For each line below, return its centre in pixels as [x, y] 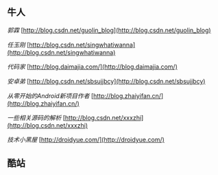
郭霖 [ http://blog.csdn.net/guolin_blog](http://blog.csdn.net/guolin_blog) [109, 30]
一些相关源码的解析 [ [36, 117]
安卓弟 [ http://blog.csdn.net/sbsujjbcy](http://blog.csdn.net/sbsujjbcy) [106, 81]
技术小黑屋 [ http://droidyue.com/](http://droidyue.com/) [86, 139]
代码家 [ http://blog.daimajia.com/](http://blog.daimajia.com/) [93, 67]
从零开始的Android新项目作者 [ [50, 95]
